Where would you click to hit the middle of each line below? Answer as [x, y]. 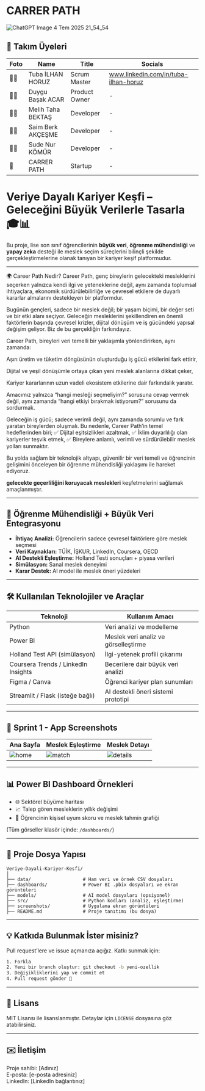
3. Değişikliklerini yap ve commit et [56, 973]
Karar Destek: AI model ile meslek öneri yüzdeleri [78, 571]
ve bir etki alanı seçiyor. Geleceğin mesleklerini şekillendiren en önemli [95, 316]
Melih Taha [44, 109]
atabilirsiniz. [21, 1024]
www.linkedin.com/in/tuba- [149, 74]
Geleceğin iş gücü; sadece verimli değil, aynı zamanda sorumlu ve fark [95, 419]
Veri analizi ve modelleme [141, 627]
